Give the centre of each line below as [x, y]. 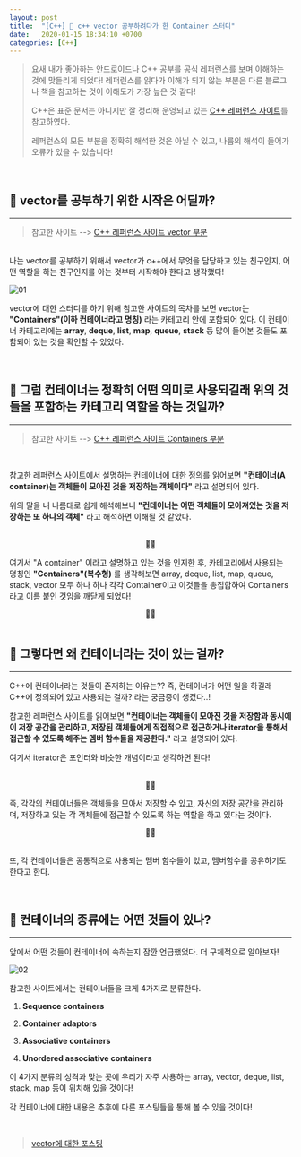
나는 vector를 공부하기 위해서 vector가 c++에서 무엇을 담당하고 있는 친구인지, [145, 261]
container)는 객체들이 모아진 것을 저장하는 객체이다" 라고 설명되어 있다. [134, 486]
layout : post [34, 17]
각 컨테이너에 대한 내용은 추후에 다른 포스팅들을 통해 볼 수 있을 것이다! [131, 1107]
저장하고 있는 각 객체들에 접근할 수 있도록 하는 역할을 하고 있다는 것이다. [146, 814]
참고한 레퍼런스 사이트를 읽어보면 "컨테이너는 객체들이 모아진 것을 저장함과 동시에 [150, 716]
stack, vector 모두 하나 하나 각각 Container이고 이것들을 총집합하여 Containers [149, 584]
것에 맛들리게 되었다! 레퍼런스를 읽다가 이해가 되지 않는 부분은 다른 [147, 81]
